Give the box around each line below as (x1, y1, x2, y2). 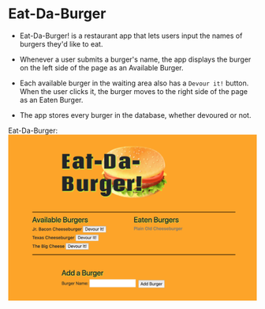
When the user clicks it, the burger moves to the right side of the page (19, 86, 248, 96)
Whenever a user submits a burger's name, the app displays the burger (19, 55, 252, 64)
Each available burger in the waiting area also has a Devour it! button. (19, 78, 249, 88)
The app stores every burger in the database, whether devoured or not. (19, 110, 252, 119)
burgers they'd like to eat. (19, 39, 103, 48)
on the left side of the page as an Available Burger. (19, 62, 184, 72)
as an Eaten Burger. (19, 95, 84, 104)
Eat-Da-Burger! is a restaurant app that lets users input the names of (19, 31, 243, 40)
